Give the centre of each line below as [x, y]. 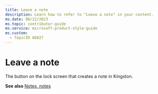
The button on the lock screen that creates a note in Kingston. [69, 76]
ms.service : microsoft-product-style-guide [51, 28]
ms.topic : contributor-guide [36, 24]
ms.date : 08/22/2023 [27, 19]
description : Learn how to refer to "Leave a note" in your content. [80, 14]
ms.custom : [17, 33]
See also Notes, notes [28, 86]
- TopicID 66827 [27, 38]
